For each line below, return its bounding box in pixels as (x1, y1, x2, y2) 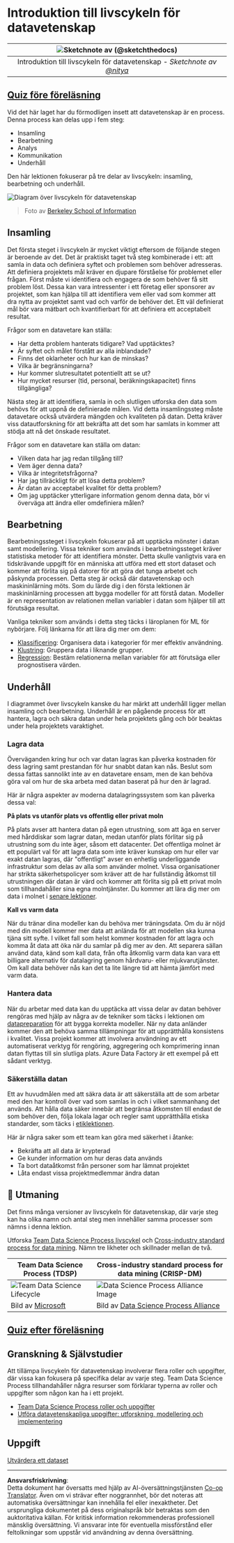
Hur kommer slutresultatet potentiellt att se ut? (17, 369, 151, 377)
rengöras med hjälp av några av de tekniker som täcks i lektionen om (7, 1011, 205, 1021)
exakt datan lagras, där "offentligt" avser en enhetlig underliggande (7, 855, 201, 863)
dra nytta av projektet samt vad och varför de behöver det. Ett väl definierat (7, 297, 224, 305)
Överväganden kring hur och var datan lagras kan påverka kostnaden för (7, 755, 217, 763)
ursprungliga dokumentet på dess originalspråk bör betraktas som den (7, 1505, 210, 1514)
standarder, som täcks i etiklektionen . (7, 1120, 115, 1128)
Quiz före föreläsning (7, 89, 101, 101)
